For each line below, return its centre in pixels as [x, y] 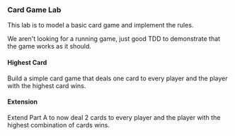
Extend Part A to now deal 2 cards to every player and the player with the [114, 117]
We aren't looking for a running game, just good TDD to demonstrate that [114, 39]
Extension [22, 102]
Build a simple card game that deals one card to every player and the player [117, 78]
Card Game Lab [34, 10]
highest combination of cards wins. [58, 125]
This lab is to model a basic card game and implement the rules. [101, 25]
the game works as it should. [50, 47]
